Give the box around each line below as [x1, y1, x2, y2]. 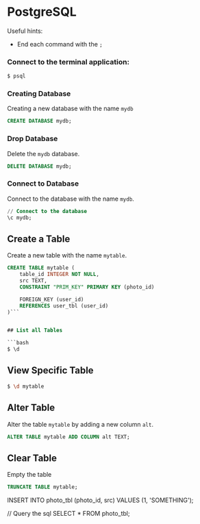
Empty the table [7, 471, 52, 479]
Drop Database [7, 134, 58, 144]
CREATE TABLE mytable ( [7, 264, 75, 271]
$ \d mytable [7, 383, 45, 390]
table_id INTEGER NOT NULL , [19, 271, 99, 278]
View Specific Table [7, 364, 94, 377]
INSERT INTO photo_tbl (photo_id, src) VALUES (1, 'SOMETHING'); [7, 496, 194, 504]
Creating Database [7, 89, 71, 99]
